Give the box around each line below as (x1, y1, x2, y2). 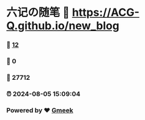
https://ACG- (72, 5, 139, 19)
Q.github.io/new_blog (6, 19, 119, 33)
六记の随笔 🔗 (6, 5, 70, 19)
